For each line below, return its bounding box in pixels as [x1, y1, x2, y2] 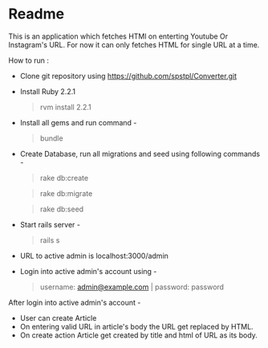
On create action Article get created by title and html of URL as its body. [19, 330, 258, 340]
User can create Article [19, 313, 97, 322]
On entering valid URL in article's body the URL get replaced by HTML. [19, 321, 254, 331]
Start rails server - [19, 219, 80, 229]
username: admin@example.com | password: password [39, 282, 225, 292]
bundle [39, 133, 63, 143]
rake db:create [39, 173, 89, 182]
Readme [8, 5, 65, 23]
